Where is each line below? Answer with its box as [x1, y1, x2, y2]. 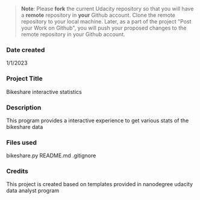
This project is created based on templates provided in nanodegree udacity [6, 181, 193, 188]
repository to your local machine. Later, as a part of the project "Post [20, 18, 192, 25]
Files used [6, 138, 37, 146]
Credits [6, 167, 28, 175]
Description [6, 103, 42, 111]
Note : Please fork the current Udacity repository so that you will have [20, 5, 194, 12]
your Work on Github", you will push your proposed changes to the [20, 24, 187, 31]
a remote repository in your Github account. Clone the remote [20, 11, 176, 19]
